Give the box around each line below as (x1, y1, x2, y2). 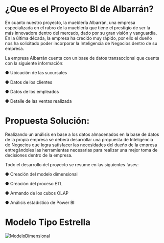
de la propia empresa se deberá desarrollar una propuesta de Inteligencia (5, 136, 153, 142)
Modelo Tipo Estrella (5, 217, 91, 228)
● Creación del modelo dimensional (5, 171, 78, 177)
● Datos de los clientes (5, 79, 52, 85)
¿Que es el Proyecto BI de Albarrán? (5, 3, 154, 15)
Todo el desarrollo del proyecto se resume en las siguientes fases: (5, 161, 139, 167)
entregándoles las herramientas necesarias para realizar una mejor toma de (5, 147, 158, 153)
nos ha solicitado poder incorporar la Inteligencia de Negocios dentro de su (5, 40, 158, 46)
